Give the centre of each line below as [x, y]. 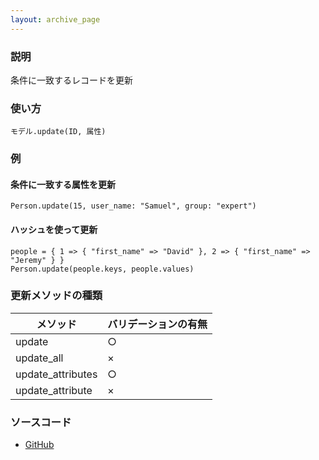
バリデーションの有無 [157, 324]
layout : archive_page [55, 19]
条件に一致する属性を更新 [63, 184]
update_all [39, 358]
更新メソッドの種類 [56, 296]
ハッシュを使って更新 [54, 229]
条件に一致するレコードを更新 [71, 80]
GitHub [39, 445]
